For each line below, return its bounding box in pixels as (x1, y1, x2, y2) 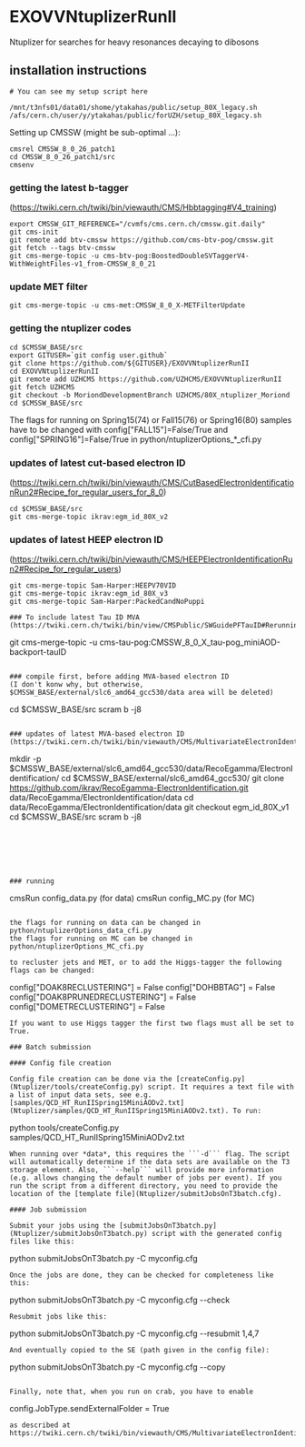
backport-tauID (9, 647, 67, 658)
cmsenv (9, 160, 34, 169)
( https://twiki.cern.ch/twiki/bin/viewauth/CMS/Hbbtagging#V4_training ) (9, 202, 277, 213)
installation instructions (9, 63, 147, 78)
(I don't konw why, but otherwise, (9, 680, 144, 689)
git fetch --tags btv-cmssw (9, 244, 116, 253)
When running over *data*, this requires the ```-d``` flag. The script (9, 1150, 290, 1159)
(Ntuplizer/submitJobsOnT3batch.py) (9, 1230, 148, 1239)
